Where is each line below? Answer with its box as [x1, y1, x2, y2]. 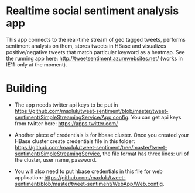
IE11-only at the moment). [6, 61, 67, 68]
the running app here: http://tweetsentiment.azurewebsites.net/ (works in [6, 55, 183, 62]
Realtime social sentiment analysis [6, 4, 179, 18]
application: [14, 174, 43, 181]
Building [6, 82, 47, 95]
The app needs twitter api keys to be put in [14, 101, 118, 108]
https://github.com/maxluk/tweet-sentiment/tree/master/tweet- [14, 144, 168, 151]
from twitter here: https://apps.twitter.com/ [14, 119, 118, 127]
